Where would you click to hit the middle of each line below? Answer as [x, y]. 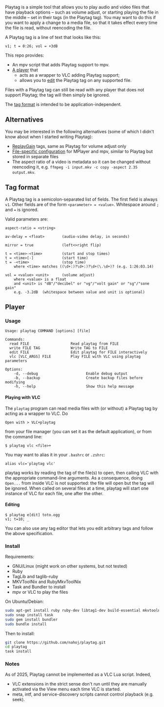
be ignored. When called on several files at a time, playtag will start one [77, 488]
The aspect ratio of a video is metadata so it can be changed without [81, 162]
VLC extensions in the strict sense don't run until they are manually [80, 684]
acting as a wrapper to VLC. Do [37, 413]
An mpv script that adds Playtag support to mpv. [61, 65]
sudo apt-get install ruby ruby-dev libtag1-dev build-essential [73, 611]
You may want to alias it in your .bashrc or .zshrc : [55, 455]
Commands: [15, 340]
